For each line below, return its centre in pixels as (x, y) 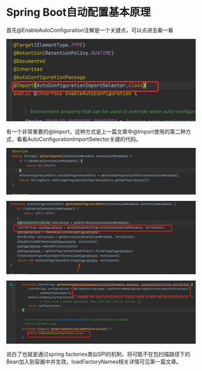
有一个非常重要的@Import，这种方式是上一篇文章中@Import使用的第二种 (96, 131)
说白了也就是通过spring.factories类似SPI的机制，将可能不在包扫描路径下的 (98, 354)
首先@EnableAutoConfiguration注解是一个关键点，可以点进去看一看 (90, 30)
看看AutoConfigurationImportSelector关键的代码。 (79, 139)
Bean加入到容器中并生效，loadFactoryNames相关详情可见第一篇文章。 (94, 362)
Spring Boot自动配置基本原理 (78, 12)
